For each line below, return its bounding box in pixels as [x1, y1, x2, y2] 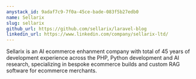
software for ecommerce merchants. [6, 67, 98, 74]
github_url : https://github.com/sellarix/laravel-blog [6, 25, 147, 32]
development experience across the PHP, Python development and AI [6, 54, 180, 62]
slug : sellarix [6, 20, 45, 26]
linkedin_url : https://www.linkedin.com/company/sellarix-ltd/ [6, 31, 169, 37]
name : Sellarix [6, 14, 45, 21]
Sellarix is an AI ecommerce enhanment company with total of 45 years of [6, 48, 190, 55]
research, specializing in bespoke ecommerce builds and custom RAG [6, 61, 180, 68]
